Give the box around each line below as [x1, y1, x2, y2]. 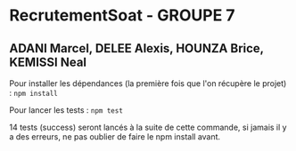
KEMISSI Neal [9, 54, 87, 69]
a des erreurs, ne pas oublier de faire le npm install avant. [9, 131, 221, 142]
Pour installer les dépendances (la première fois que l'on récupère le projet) [9, 78, 287, 89]
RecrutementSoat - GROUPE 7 [9, 5, 235, 26]
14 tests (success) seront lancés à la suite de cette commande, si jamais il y [9, 122, 287, 132]
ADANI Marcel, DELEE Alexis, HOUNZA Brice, [9, 41, 265, 56]
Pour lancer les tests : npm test [9, 105, 123, 115]
